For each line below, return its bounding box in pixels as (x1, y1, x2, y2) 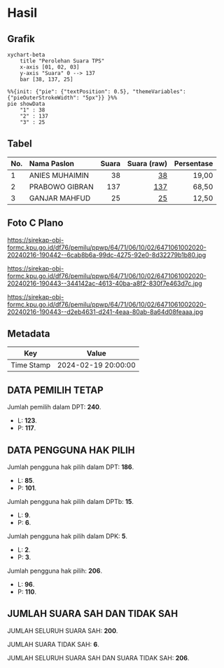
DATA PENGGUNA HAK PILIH (7, 444, 135, 456)
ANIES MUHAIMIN (29, 170, 90, 180)
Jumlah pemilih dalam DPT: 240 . (7, 403, 101, 411)
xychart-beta (7, 51, 45, 58)
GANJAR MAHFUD (29, 193, 91, 203)
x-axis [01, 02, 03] (20, 64, 80, 71)
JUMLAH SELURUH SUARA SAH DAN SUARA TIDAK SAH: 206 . (7, 653, 190, 662)
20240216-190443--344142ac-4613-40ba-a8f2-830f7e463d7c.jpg (7, 279, 203, 287)
